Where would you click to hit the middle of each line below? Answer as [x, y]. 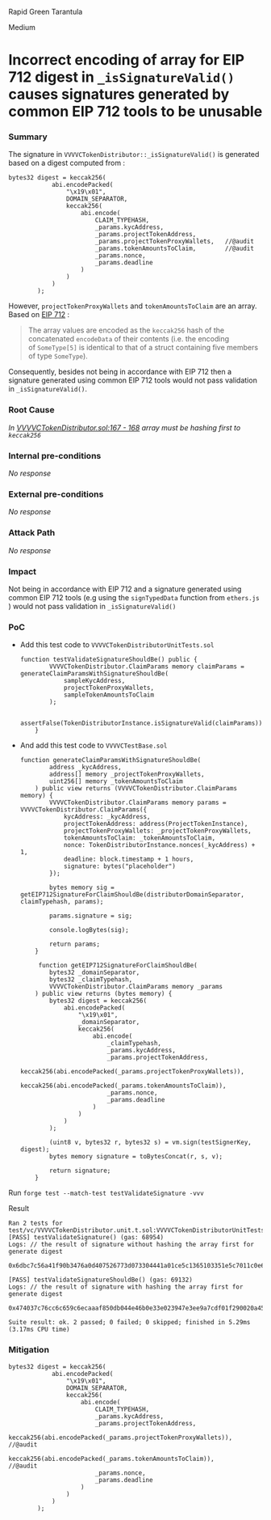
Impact [23, 571]
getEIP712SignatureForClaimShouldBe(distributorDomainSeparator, [132, 895]
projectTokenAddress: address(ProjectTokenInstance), [156, 824]
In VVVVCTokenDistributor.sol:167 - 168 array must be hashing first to [125, 427]
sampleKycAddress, [94, 681]
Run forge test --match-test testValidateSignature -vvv [106, 1193]
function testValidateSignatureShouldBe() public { [108, 660]
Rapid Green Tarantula [46, 12]
